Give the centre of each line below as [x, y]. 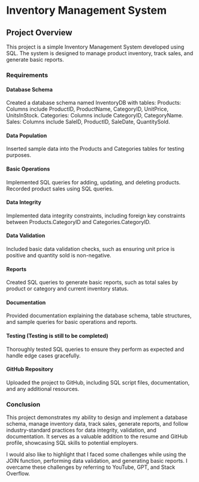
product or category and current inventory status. [67, 289]
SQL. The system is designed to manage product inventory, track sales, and [100, 53]
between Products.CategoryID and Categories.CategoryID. [79, 222]
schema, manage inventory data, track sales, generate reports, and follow [97, 424]
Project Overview [39, 33]
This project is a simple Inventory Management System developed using [95, 47]
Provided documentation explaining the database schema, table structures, [99, 316]
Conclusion [23, 404]
